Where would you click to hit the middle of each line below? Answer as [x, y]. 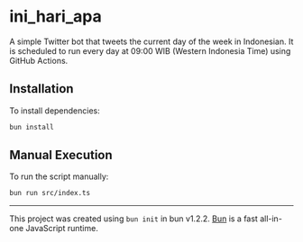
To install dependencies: [55, 111]
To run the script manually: [59, 176]
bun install [32, 127]
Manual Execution [61, 155]
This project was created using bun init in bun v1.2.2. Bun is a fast [134, 219]
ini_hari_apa [55, 17]
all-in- [271, 219]
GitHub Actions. [39, 60]
